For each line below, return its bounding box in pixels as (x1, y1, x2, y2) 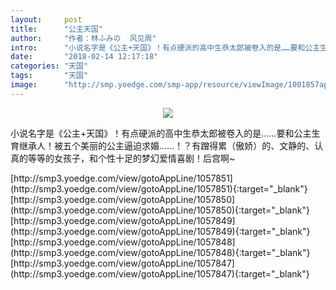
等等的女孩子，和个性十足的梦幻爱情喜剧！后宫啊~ (27, 152, 236, 164)
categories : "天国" (10, 61, 89, 71)
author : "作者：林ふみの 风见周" (10, 33, 157, 43)
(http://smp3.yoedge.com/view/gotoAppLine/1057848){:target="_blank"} (10, 246, 311, 258)
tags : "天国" (10, 71, 89, 81)
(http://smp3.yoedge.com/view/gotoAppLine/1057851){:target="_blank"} (10, 182, 308, 195)
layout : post (10, 14, 83, 25)
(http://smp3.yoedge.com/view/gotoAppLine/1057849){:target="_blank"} (10, 225, 311, 237)
